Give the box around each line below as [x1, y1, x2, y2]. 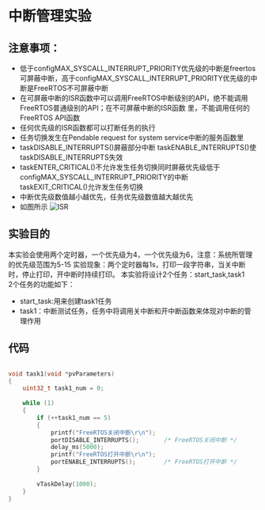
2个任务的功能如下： [8, 279, 75, 289]
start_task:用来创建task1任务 [19, 296, 112, 305]
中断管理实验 [8, 7, 93, 25]
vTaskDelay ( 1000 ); [36, 480, 97, 488]
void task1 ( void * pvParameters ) [8, 369, 115, 378]
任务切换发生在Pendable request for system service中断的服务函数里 [19, 133, 244, 142]
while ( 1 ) [22, 399, 55, 407]
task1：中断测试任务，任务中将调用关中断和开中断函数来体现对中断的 [19, 306, 245, 315]
